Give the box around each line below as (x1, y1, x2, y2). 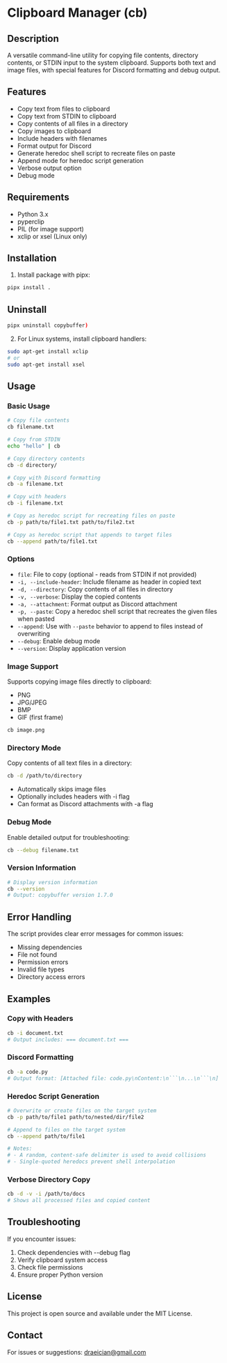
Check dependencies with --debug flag (17, 1248, 131, 1256)
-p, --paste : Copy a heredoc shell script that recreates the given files (17, 607, 217, 615)
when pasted (17, 615, 56, 623)
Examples (7, 993, 51, 1005)
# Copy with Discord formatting (7, 474, 101, 482)
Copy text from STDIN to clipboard (17, 111, 117, 120)
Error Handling (7, 911, 72, 923)
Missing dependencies (17, 943, 83, 952)
